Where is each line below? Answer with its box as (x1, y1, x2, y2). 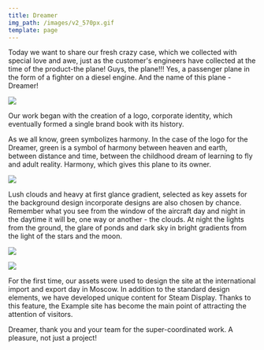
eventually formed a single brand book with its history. (8, 120, 184, 129)
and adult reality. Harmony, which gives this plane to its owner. (8, 160, 211, 169)
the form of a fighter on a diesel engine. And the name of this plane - (8, 72, 232, 83)
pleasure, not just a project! (8, 333, 97, 343)
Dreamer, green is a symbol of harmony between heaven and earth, (8, 143, 228, 153)
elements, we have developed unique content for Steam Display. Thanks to (8, 293, 251, 303)
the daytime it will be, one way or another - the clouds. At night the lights (8, 215, 244, 224)
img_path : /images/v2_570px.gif (8, 19, 114, 27)
